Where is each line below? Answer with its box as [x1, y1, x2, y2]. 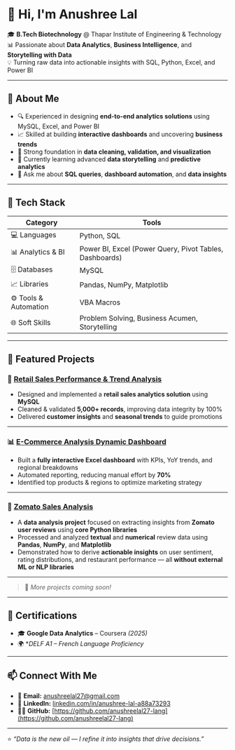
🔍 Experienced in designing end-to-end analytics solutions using [17, 112, 210, 120]
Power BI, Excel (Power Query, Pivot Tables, [79, 243, 224, 253]
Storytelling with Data [7, 51, 72, 59]
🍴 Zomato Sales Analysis [7, 502, 94, 511]
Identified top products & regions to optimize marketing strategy [17, 478, 202, 486]
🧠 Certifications [7, 610, 78, 622]
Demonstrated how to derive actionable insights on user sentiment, [17, 547, 214, 556]
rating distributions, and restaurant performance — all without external [17, 555, 223, 563]
